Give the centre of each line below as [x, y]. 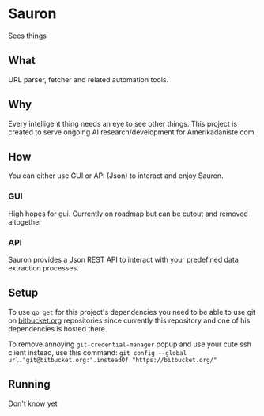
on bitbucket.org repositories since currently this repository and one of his [129, 320]
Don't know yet [33, 403]
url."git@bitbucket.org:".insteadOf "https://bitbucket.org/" [113, 360]
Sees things [28, 36]
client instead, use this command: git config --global [98, 352]
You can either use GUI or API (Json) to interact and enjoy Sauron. [116, 176]
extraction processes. [43, 268]
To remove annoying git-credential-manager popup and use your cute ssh [130, 344]
